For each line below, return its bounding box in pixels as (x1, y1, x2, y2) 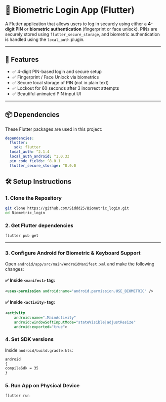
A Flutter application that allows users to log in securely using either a (5, 21, 147, 27)
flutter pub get (5, 233, 39, 238)
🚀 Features (5, 55, 39, 64)
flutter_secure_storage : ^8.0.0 (9, 163, 77, 168)
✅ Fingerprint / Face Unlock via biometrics (12, 74, 99, 80)
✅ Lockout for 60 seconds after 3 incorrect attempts (12, 85, 120, 91)
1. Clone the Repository (5, 195, 62, 201)
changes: (5, 266, 24, 272)
